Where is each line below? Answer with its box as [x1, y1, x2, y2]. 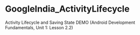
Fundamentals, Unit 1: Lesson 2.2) [5, 24, 73, 30]
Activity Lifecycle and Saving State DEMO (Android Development [5, 19, 136, 25]
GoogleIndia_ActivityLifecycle [5, 3, 130, 15]
